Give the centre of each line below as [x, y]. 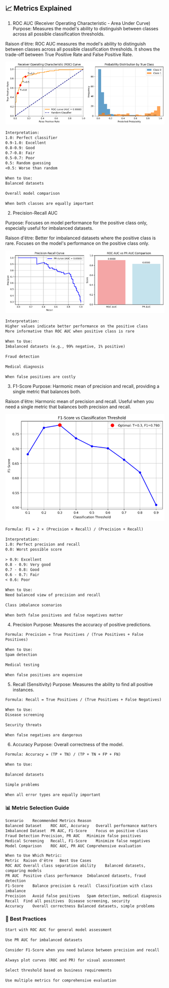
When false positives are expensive [44, 675]
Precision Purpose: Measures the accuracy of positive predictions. [82, 624]
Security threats [24, 725]
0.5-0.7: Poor [20, 158]
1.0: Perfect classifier [31, 138]
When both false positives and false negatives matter [64, 615]
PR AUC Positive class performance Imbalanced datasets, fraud [75, 876]
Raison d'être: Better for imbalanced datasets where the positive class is [80, 238]
